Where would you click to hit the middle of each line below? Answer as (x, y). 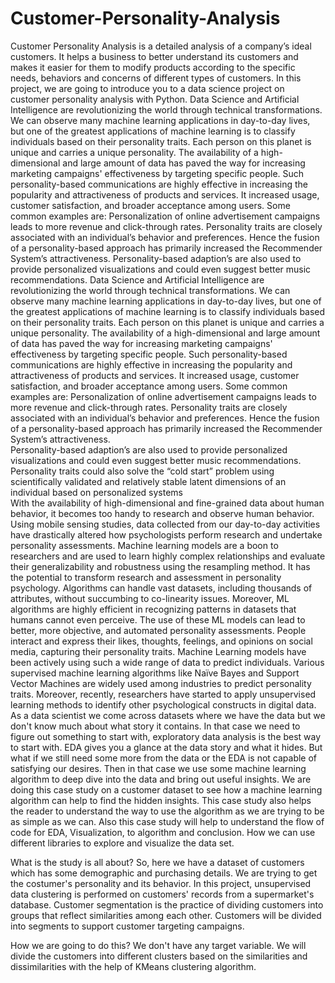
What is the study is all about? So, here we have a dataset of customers (157, 862)
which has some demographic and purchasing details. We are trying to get (164, 873)
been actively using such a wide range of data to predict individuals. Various (167, 662)
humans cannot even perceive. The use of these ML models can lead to (158, 619)
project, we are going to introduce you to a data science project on (147, 88)
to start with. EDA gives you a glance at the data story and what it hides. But (166, 747)
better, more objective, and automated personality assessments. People (158, 630)
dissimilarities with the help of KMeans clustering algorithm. (133, 966)
